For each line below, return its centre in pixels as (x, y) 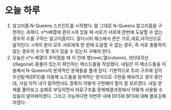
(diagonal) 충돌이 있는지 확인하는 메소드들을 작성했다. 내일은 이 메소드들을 (86, 64)
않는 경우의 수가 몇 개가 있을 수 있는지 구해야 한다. (62, 51)
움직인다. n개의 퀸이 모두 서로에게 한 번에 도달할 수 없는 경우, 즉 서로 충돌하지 (89, 45)
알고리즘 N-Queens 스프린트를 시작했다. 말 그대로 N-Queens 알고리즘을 (84, 26)
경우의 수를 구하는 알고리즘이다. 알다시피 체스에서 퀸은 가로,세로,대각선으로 (87, 38)
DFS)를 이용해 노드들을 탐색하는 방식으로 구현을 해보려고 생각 (92, 77)
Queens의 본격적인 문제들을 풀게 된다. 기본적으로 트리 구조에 (92, 70)
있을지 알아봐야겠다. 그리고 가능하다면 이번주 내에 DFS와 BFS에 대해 (80, 96)
